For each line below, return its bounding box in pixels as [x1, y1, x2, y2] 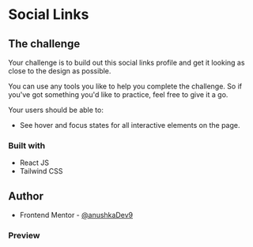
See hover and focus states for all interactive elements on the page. [19, 121, 240, 129]
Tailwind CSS [19, 167, 63, 176]
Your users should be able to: [8, 105, 104, 114]
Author [8, 189, 43, 203]
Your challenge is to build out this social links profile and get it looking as [8, 58, 245, 67]
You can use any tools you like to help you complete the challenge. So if [8, 81, 243, 91]
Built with [8, 140, 46, 151]
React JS [19, 158, 50, 167]
